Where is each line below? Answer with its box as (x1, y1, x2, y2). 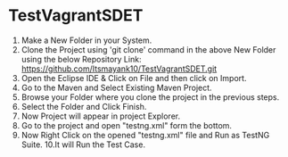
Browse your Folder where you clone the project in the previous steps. (21, 91, 280, 103)
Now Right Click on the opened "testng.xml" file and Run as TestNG (21, 129, 270, 140)
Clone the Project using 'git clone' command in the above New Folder (21, 44, 276, 54)
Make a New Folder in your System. (21, 35, 152, 45)
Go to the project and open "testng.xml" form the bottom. (21, 120, 233, 130)
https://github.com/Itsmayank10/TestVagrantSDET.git (21, 63, 218, 74)
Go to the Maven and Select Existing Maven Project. (21, 82, 212, 93)
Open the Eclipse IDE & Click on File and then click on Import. (21, 72, 247, 83)
